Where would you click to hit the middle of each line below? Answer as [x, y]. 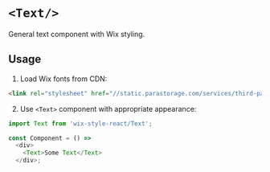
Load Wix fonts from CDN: [63, 79]
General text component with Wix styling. [77, 34]
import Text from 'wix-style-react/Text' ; [80, 123]
